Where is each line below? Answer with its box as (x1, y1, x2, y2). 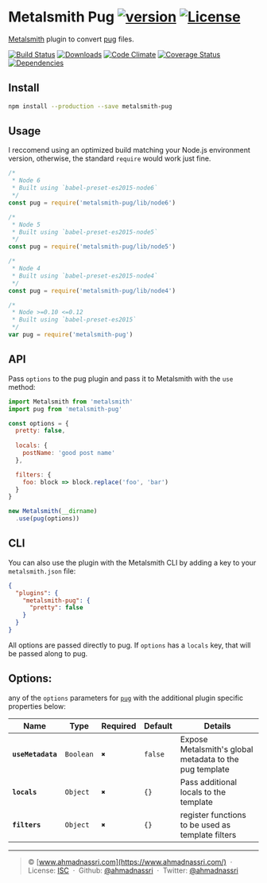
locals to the (180, 786, 226, 797)
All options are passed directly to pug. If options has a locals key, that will (8, 640, 251, 650)
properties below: (8, 701, 66, 711)
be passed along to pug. (8, 648, 88, 658)
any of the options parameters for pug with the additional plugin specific (8, 693, 244, 702)
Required (101, 720, 137, 731)
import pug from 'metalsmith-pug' (8, 405, 123, 413)
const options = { (8, 419, 69, 427)
